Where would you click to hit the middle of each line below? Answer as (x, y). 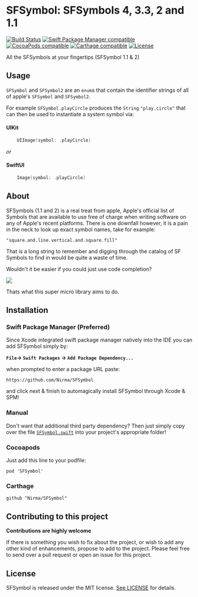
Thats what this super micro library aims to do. (63, 292)
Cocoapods (23, 447)
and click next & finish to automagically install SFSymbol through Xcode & (96, 391)
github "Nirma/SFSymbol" (37, 499)
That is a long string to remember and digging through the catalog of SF (94, 251)
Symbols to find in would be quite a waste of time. (67, 257)
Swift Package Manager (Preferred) (58, 327)
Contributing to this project (57, 516)
